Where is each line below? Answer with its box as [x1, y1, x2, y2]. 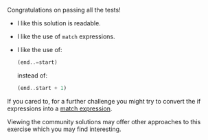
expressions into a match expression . [7, 104, 113, 113]
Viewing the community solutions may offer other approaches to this [7, 117, 201, 126]
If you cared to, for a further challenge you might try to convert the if [7, 97, 201, 105]
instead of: [16, 71, 48, 80]
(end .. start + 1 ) [16, 84, 67, 91]
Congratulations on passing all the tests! [7, 6, 122, 14]
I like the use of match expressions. [16, 32, 115, 40]
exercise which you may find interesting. [7, 125, 122, 133]
